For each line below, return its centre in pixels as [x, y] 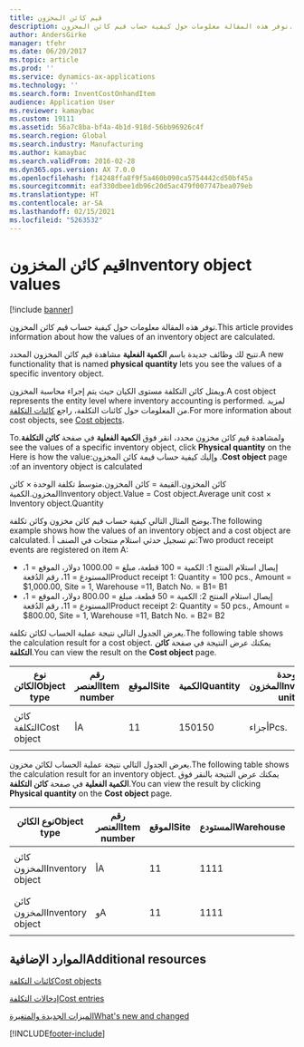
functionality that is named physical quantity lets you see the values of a [146, 364]
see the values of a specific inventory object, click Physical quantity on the [150, 447]
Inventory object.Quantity [57, 503]
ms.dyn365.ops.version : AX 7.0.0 [72, 170]
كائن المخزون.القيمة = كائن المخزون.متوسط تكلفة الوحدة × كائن [118, 484]
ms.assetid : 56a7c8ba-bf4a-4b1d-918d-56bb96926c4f [107, 128]
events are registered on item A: [69, 549]
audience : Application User [62, 102]
